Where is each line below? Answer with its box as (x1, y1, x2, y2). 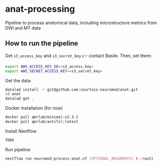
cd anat (5, 92, 21, 97)
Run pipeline (5, 146, 31, 152)
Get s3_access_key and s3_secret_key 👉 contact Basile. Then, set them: (5, 53, 152, 59)
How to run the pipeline (5, 39, 79, 48)
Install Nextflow (5, 128, 37, 134)
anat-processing (5, 3, 75, 15)
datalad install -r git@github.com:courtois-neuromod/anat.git (5, 87, 138, 92)
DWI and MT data (5, 25, 41, 31)
